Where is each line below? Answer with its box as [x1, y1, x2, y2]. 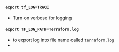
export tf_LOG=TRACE [5, 5, 50, 10]
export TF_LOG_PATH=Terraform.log [5, 27, 79, 32]
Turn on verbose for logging [12, 15, 72, 21]
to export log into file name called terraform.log [12, 37, 114, 43]
